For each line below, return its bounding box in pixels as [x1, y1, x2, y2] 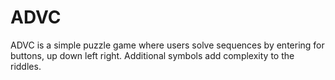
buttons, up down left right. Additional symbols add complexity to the [10, 49, 295, 61]
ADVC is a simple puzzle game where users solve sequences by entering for [10, 39, 325, 51]
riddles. [10, 60, 42, 72]
